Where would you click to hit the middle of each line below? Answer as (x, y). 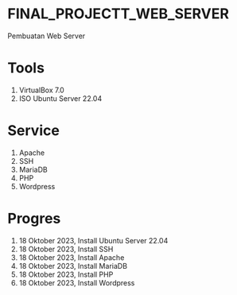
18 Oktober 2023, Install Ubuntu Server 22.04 (93, 240)
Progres (34, 219)
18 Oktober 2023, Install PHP (66, 274)
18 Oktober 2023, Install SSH (66, 249)
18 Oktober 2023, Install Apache (72, 257)
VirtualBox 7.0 (41, 90)
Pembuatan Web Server (47, 36)
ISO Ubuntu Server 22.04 (60, 98)
